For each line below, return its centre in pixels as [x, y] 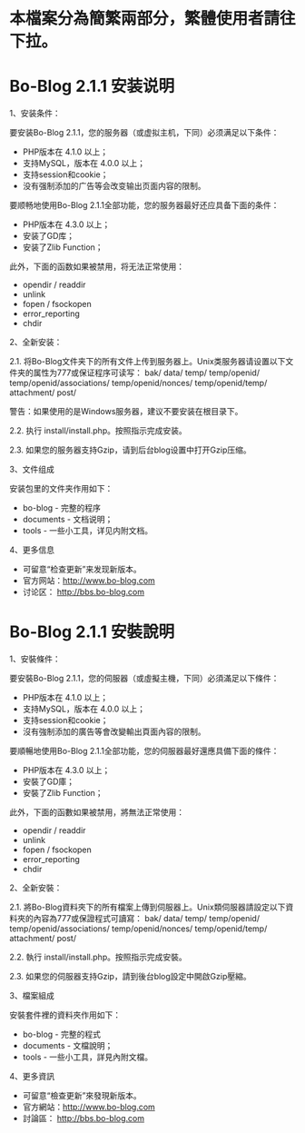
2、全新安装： [36, 343]
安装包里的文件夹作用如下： [61, 489]
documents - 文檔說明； [68, 1046]
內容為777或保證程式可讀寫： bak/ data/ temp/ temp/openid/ [147, 919]
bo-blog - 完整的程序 [62, 508]
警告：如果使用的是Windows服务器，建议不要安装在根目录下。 [126, 412]
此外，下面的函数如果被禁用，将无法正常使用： [97, 267]
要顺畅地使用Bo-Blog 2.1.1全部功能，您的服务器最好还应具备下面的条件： [144, 205]
